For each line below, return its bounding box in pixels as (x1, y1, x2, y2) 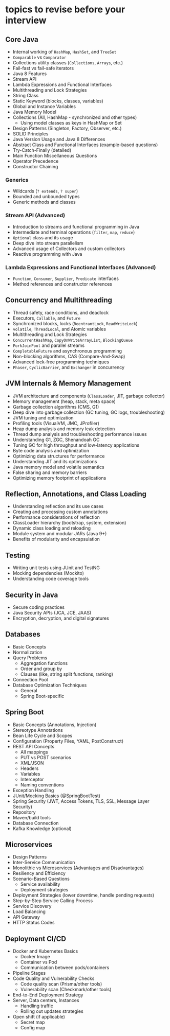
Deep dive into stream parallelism (12, 240, 83, 246)
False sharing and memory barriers (12, 469, 87, 476)
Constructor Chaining (12, 164, 58, 169)
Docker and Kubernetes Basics (12, 948, 78, 954)
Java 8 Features (12, 71, 47, 77)
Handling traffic (20, 1003, 54, 1009)
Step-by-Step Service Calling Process (12, 898, 93, 904)
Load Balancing (12, 908, 46, 915)
